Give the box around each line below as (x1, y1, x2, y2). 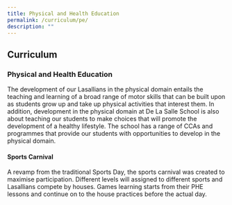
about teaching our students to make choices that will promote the (7, 115, 197, 123)
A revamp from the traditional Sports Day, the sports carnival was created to (7, 168, 225, 177)
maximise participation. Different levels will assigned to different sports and (7, 175, 223, 184)
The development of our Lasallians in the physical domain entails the (7, 85, 204, 93)
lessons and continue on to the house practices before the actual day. (7, 190, 207, 198)
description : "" (7, 23, 54, 30)
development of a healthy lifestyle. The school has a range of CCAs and (7, 122, 213, 130)
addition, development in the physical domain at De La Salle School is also (7, 107, 219, 116)
